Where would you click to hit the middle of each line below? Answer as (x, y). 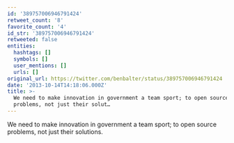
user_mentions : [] (40, 66)
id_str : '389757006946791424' (51, 33)
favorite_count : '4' (37, 27)
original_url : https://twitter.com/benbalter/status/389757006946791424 (115, 78)
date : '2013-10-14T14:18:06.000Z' (57, 85)
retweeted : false (32, 40)
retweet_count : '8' (36, 20)
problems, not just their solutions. (55, 131)
